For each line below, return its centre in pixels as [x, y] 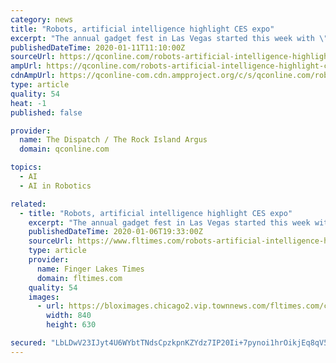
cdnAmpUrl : [33, 76]
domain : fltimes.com [79, 278]
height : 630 [71, 325]
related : [28, 204]
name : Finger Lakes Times [90, 269]
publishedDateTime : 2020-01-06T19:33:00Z [115, 232]
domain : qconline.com [64, 149]
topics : [26, 167]
